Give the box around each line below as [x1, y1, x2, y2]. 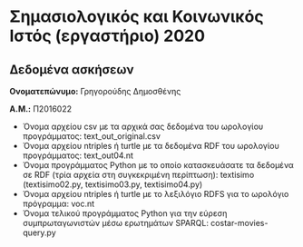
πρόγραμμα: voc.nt [22, 198, 95, 209]
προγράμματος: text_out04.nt [22, 150, 134, 161]
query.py [22, 227, 56, 238]
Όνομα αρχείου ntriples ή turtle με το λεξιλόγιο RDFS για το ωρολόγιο [22, 189, 289, 199]
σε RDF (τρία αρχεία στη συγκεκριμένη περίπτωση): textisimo [22, 170, 255, 180]
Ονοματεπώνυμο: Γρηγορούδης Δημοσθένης [9, 86, 181, 96]
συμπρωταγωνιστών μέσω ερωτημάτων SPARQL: [22, 218, 209, 228]
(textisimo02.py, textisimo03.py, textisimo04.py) [22, 179, 203, 190]
